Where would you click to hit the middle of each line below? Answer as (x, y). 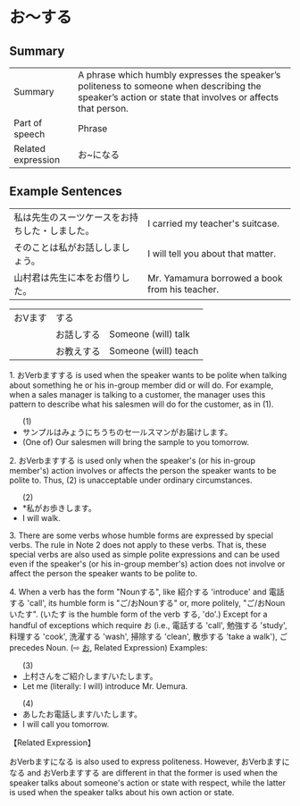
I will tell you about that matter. (212, 253)
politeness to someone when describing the (169, 86)
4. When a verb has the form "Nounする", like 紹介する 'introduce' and (138, 592)
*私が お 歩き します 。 (59, 508)
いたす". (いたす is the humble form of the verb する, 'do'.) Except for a (138, 614)
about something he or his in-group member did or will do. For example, (142, 385)
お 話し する (78, 334)
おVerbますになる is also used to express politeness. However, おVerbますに (150, 761)
